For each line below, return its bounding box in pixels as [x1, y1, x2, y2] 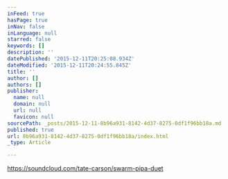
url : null [13, 107, 42, 114]
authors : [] [7, 81, 42, 88]
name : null [13, 94, 45, 101]
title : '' [7, 68, 36, 75]
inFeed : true [7, 10, 45, 17]
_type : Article [7, 139, 51, 146]
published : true [7, 126, 54, 133]
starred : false [7, 36, 51, 43]
